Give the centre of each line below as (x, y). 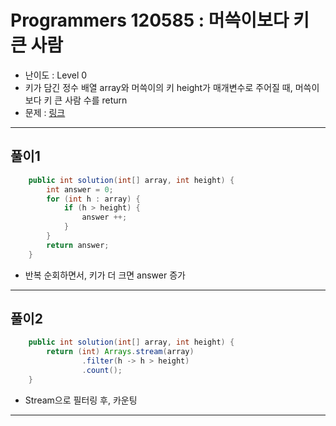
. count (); (102, 371)
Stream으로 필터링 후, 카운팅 (81, 400)
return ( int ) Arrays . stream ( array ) (120, 352)
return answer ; (78, 245)
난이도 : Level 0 (56, 75)
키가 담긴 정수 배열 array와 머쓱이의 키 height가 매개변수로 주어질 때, (158, 87)
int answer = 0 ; (80, 189)
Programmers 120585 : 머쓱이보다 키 (160, 20)
